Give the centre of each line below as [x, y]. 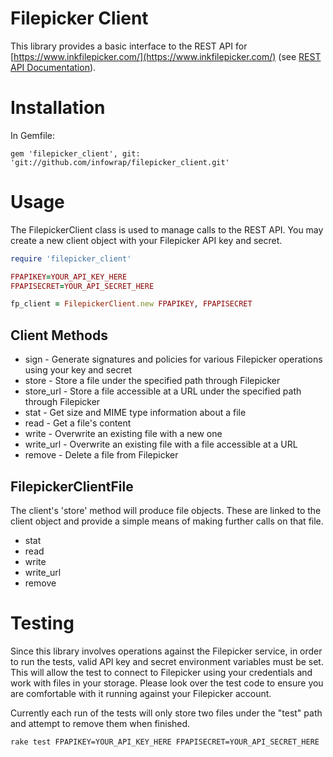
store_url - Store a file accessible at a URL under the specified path [163, 391]
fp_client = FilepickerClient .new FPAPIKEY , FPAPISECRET [131, 304]
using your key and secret [78, 370]
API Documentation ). [53, 67]
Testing [42, 623]
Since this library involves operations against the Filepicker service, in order [166, 651]
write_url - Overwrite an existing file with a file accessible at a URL [161, 444]
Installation [58, 108]
